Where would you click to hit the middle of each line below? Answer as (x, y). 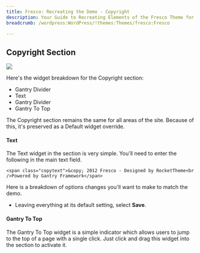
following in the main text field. (44, 160)
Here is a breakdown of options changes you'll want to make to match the (97, 187)
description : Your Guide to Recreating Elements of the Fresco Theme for (100, 17)
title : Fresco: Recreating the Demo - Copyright (68, 12)
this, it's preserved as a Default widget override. (66, 127)
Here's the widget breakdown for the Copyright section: (75, 78)
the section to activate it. (37, 245)
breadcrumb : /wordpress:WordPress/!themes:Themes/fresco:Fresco (88, 23)
